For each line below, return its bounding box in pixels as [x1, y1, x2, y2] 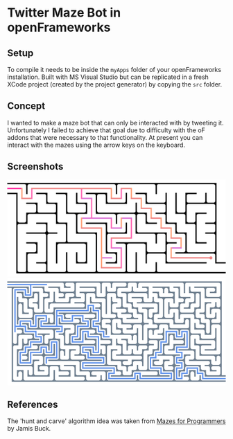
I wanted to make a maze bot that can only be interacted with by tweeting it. [7, 118, 224, 127]
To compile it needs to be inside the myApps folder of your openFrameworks [7, 66, 222, 73]
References [7, 398, 58, 410]
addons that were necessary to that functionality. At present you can [7, 133, 203, 141]
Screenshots [7, 161, 64, 172]
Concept [7, 100, 46, 112]
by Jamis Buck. [7, 424, 51, 433]
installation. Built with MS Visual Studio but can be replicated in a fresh [7, 73, 209, 81]
